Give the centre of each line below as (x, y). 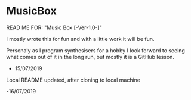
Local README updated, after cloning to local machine (73, 80)
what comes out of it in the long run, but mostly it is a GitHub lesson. (90, 57)
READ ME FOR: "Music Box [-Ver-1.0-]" (54, 27)
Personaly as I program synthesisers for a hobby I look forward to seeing (95, 50)
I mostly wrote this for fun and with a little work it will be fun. (80, 39)
